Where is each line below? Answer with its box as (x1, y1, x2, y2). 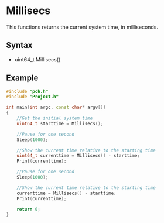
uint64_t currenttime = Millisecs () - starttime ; (16, 153, 141, 159)
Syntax (6, 40, 33, 50)
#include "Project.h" (6, 94, 59, 100)
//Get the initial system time (16, 115, 93, 121)
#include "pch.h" (6, 88, 49, 94)
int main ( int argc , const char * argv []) (6, 104, 107, 111)
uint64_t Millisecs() (14, 56, 61, 63)
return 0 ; (16, 206, 41, 212)
